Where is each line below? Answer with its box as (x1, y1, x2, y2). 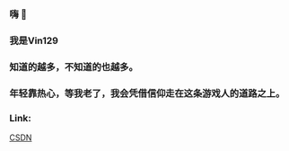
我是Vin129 (9, 34, 58, 47)
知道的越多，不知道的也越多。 (9, 60, 139, 73)
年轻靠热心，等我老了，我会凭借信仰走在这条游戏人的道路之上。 (9, 87, 285, 100)
